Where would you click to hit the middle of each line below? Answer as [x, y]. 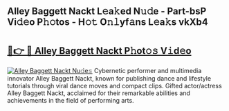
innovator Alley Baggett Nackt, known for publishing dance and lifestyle [109, 78]
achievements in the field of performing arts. [71, 100]
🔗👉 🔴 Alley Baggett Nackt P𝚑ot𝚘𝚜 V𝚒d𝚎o [99, 51]
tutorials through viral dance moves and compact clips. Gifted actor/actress [115, 86]
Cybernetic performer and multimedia [148, 71]
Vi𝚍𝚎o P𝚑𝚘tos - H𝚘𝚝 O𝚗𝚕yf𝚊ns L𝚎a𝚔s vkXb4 [108, 22]
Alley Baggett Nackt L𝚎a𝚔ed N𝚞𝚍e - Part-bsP [107, 11]
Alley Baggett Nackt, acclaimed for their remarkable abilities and [99, 93]
